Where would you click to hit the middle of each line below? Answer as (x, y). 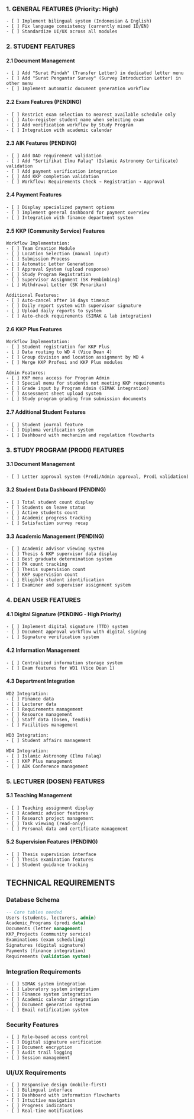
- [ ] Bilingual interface (39, 1090)
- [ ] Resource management (39, 714)
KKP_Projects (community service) (49, 934)
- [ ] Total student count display (50, 502)
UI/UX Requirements (36, 1073)
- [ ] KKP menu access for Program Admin (58, 378)
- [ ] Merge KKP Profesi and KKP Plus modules (64, 363)
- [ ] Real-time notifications (45, 1111)
